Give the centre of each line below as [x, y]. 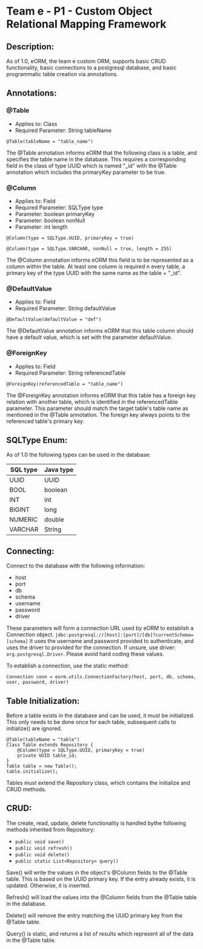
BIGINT [20, 510]
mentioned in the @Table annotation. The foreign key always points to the [98, 414]
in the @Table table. [31, 940]
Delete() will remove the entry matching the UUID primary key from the [95, 915]
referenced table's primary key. [45, 421]
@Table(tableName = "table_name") [50, 141]
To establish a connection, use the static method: [68, 666]
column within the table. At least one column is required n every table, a [96, 266]
